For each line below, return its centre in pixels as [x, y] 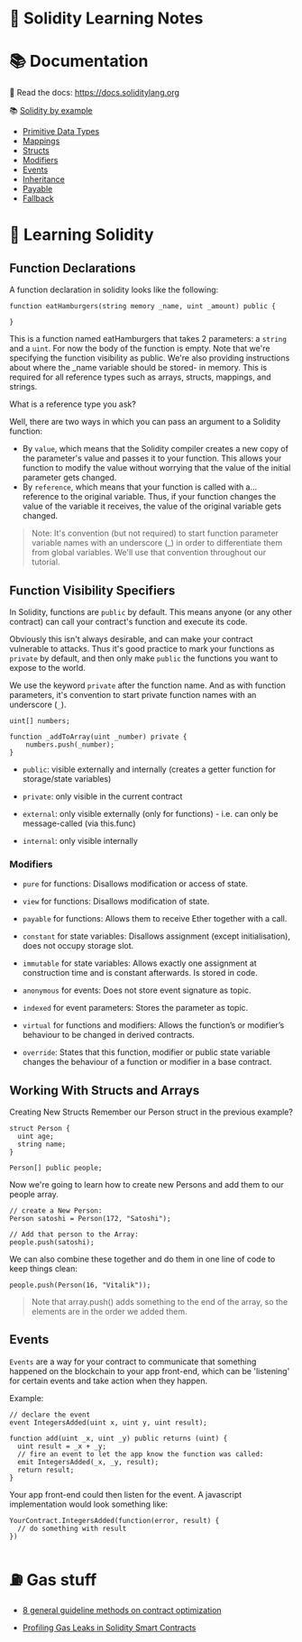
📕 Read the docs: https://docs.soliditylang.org [95, 93]
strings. [23, 387]
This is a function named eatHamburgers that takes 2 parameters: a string [148, 339]
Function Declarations [73, 268]
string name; [42, 1144]
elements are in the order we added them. [109, 1312]
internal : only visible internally [80, 840]
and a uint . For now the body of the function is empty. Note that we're [140, 349]
